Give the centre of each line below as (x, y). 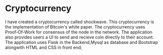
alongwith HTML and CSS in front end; (44, 47)
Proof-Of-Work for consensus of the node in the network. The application (79, 32)
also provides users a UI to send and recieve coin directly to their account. (80, 37)
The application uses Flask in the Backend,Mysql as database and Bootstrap (81, 42)
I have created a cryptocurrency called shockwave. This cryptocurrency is (80, 22)
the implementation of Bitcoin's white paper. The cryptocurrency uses (75, 27)
